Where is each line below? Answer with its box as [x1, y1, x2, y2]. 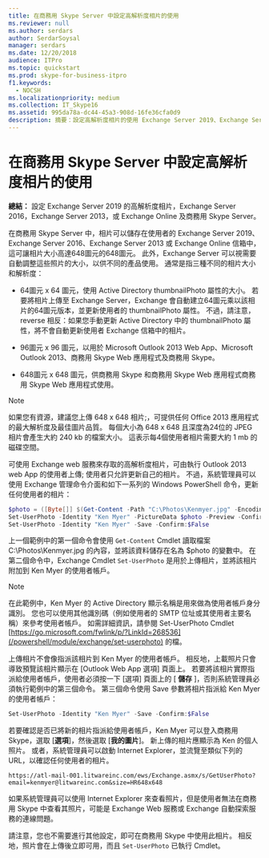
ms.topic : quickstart [8, 64, 81, 72]
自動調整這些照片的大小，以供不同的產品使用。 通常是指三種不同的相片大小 [8, 258, 256, 268]
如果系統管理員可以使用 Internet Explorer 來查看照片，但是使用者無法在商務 [8, 794, 257, 803]
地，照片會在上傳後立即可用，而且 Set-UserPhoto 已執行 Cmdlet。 [8, 841, 226, 851]
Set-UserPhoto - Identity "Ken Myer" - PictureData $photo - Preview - [8, 512, 242, 521]
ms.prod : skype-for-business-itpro [8, 71, 127, 79]
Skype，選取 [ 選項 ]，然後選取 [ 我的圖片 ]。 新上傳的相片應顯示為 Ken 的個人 [8, 735, 259, 746]
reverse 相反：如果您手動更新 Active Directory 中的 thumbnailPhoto [19, 315, 243, 325]
